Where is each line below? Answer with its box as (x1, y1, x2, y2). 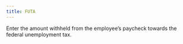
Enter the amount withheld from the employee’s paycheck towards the (6, 25, 177, 32)
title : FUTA (6, 8, 36, 15)
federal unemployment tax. (6, 31, 72, 38)
